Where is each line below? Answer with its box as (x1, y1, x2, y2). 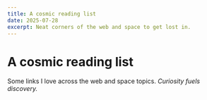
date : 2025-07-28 (7, 17, 59, 24)
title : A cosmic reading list (7, 10, 97, 18)
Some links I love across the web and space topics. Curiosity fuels (7, 77, 200, 85)
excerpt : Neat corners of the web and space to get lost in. (7, 23, 191, 30)
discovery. (7, 85, 37, 93)
